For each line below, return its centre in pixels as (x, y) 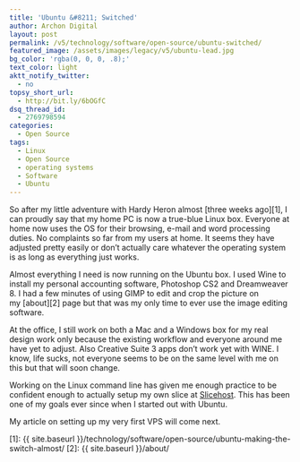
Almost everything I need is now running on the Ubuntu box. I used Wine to (148, 275)
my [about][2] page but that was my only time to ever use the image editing (149, 303)
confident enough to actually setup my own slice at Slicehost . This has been (150, 395)
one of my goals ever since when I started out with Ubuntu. (119, 405)
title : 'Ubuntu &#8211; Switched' (74, 17)
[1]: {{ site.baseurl (42, 439)
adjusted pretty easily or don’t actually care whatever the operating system (148, 248)
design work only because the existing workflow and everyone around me (146, 339)
